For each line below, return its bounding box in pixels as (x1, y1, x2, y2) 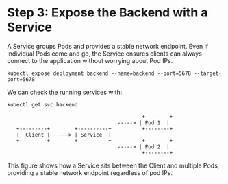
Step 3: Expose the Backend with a (7, 5, 208, 21)
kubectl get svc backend (7, 101, 78, 108)
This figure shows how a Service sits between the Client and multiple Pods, (7, 161, 220, 170)
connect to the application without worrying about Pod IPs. (7, 56, 173, 65)
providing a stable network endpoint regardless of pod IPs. (7, 168, 173, 176)
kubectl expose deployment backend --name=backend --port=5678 (7, 70, 192, 77)
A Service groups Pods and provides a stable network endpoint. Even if (7, 42, 209, 50)
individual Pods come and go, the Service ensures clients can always (7, 49, 202, 58)
